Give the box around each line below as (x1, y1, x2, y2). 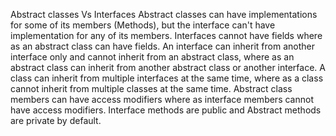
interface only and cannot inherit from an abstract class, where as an (10, 51, 295, 63)
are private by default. (10, 115, 102, 126)
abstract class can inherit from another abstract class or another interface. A (10, 62, 326, 73)
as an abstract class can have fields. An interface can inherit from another (10, 40, 315, 52)
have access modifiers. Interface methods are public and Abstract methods (10, 104, 322, 116)
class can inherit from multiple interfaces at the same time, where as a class (10, 72, 324, 84)
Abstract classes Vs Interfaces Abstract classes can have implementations (10, 9, 318, 20)
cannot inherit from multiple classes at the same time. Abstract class (10, 83, 293, 94)
